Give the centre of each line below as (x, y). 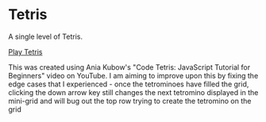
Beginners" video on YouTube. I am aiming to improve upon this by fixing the (133, 75)
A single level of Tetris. (46, 36)
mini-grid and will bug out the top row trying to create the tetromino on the (130, 101)
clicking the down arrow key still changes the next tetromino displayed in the (133, 92)
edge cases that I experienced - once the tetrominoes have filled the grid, (129, 84)
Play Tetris (25, 51)
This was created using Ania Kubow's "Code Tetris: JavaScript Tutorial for (129, 67)
